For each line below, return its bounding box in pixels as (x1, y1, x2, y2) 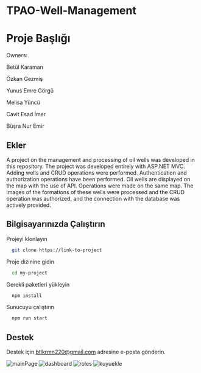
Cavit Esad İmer (6, 111, 46, 118)
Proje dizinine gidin (6, 258, 55, 265)
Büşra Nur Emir (6, 122, 44, 130)
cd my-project (12, 270, 48, 276)
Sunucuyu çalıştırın (6, 304, 55, 311)
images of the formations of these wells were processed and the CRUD (6, 188, 185, 195)
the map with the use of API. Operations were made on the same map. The (6, 182, 194, 189)
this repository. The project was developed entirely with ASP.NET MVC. (6, 162, 186, 170)
